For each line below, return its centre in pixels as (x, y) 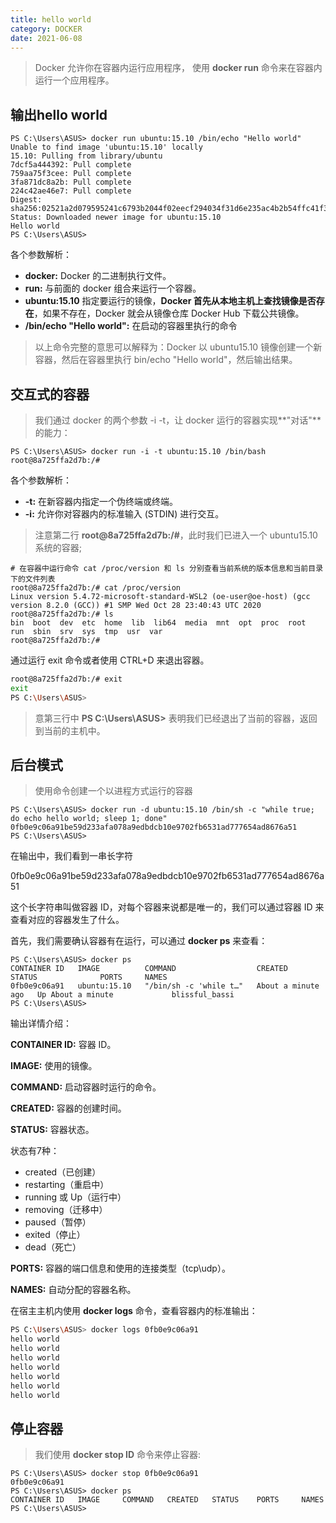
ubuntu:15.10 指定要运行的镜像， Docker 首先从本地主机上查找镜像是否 (170, 301)
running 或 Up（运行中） (75, 1197)
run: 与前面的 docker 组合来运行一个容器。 (113, 288)
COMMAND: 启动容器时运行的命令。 (86, 1087)
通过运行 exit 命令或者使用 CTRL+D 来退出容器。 (110, 660)
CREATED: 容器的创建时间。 (68, 1108)
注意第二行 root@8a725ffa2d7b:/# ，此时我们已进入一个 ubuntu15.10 (176, 535)
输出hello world (59, 114)
